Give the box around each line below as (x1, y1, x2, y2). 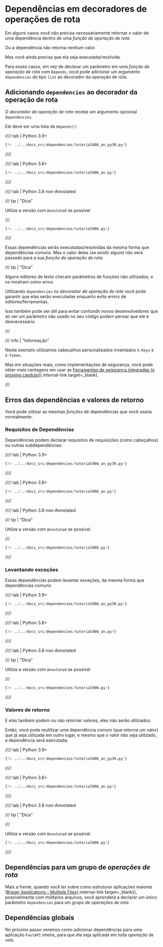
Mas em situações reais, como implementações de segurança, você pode (5, 362, 153, 367)
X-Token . (5, 352, 22, 358)
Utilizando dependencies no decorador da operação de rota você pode (5, 288, 146, 294)
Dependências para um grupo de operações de (5, 863, 151, 872)
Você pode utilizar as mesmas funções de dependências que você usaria (5, 409, 152, 415)
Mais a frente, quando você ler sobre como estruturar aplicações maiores (5, 883, 152, 890)
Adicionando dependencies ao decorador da (5, 88, 138, 96)
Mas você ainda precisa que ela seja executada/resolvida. (5, 54, 121, 60)
